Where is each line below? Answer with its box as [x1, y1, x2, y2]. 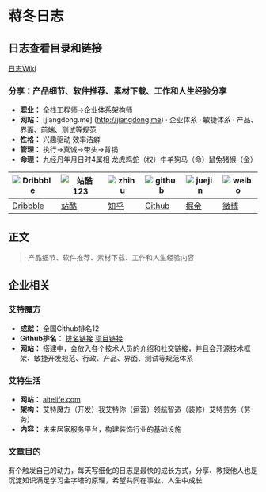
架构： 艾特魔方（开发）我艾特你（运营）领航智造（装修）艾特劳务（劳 [19, 405, 251, 414]
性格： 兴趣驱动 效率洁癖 [19, 135, 101, 144]
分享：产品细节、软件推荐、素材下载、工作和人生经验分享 [8, 85, 227, 96]
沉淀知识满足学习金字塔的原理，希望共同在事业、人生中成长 [8, 475, 203, 485]
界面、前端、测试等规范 [19, 125, 97, 135]
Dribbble [12, 200, 45, 211]
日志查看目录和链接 [8, 41, 102, 55]
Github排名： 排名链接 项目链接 [19, 333, 123, 343]
